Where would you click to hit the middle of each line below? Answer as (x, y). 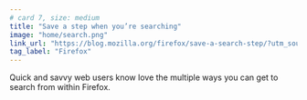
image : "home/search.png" (58, 35)
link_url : (28, 43)
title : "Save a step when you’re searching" (95, 26)
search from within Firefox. (60, 87)
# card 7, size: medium (55, 18)
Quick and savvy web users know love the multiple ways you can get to (144, 77)
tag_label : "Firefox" (51, 52)
